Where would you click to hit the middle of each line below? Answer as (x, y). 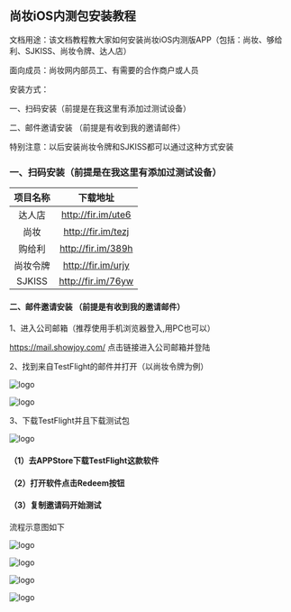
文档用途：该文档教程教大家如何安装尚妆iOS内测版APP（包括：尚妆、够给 (146, 40)
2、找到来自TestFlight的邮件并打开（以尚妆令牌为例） (109, 367)
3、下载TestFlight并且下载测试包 (70, 421)
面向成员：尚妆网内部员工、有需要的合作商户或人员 (104, 69)
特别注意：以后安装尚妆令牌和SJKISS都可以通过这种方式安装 (122, 146)
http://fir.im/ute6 (96, 215)
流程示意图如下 (37, 526)
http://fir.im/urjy (96, 266)
